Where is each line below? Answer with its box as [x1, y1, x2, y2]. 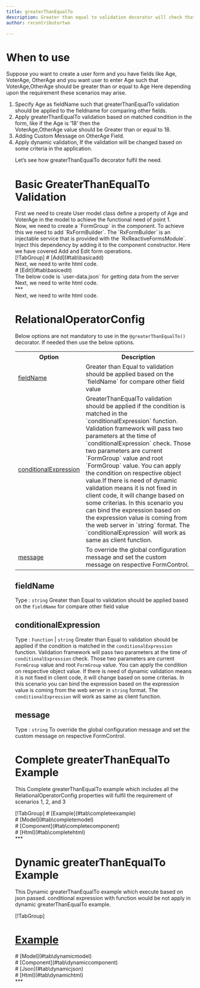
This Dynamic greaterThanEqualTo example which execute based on [14, 888, 183, 895]
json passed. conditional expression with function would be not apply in [14, 894, 191, 902]
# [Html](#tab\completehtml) [14, 828, 86, 836]
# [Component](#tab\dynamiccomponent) [14, 959, 118, 966]
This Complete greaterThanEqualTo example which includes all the [14, 785, 179, 792]
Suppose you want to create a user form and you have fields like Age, [6, 70, 177, 77]
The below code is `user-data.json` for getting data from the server [14, 273, 180, 280]
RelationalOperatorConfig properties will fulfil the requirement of [14, 792, 173, 799]
